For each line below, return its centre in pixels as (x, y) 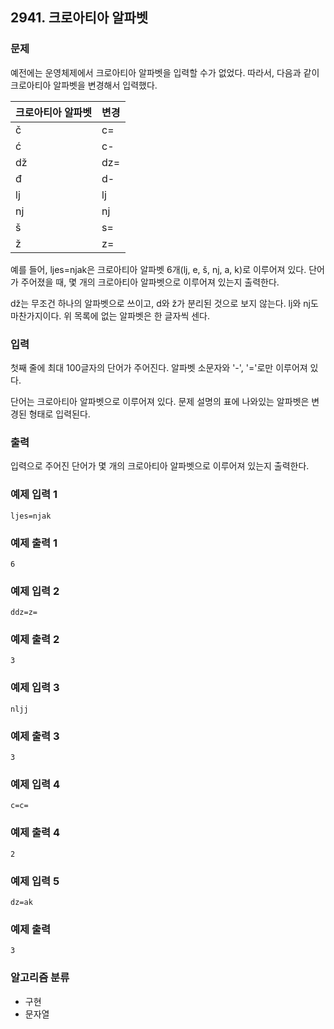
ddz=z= (24, 613)
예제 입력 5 (35, 881)
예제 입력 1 (34, 495)
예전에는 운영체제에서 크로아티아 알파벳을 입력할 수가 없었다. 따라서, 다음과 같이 (165, 72)
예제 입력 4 (35, 784)
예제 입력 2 (35, 591)
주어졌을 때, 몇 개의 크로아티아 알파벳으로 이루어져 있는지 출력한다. (150, 282)
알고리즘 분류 (40, 978)
